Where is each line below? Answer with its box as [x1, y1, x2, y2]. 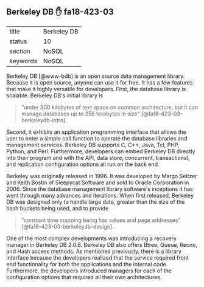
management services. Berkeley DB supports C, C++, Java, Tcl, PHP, [6, 141, 180, 148]
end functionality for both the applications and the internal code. [6, 260, 168, 268]
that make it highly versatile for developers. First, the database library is [6, 85, 186, 92]
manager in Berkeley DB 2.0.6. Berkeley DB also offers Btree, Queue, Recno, [6, 241, 198, 248]
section [9, 47, 31, 55]
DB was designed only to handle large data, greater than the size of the [6, 198, 185, 206]
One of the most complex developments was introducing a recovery [6, 235, 177, 242]
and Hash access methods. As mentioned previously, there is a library [6, 247, 181, 255]
